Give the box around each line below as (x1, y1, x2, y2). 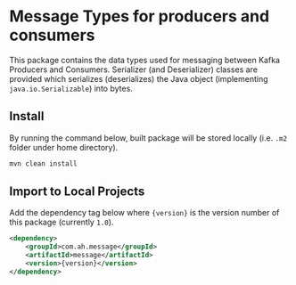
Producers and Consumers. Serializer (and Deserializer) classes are (9, 64, 259, 75)
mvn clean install (9, 159, 78, 168)
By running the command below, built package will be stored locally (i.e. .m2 (9, 132, 288, 143)
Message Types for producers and (9, 6, 270, 27)
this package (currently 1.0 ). (9, 216, 114, 228)
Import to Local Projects (9, 184, 145, 199)
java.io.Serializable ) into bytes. (9, 83, 134, 94)
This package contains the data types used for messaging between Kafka (9, 54, 281, 65)
